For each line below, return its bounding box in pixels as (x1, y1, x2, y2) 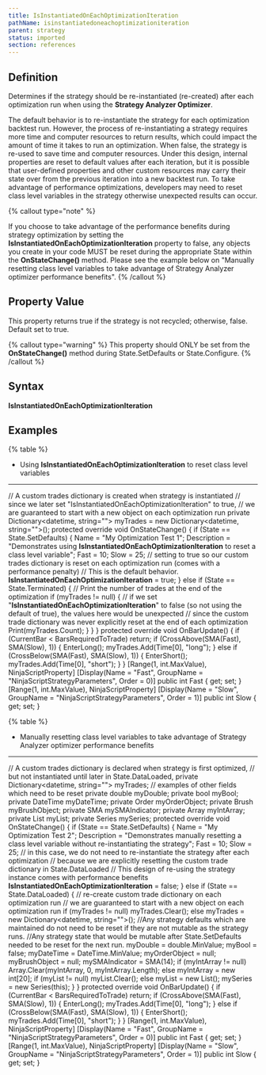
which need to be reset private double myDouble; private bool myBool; (8, 789, 239, 799)
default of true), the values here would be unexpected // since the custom (8, 609, 249, 619)
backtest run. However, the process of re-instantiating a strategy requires (8, 124, 248, 133)
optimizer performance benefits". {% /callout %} (8, 272, 166, 281)
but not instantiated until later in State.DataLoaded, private (8, 772, 199, 781)
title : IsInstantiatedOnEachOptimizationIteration (8, 11, 179, 20)
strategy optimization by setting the (8, 230, 124, 239)
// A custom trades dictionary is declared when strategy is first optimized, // (8, 764, 255, 773)
